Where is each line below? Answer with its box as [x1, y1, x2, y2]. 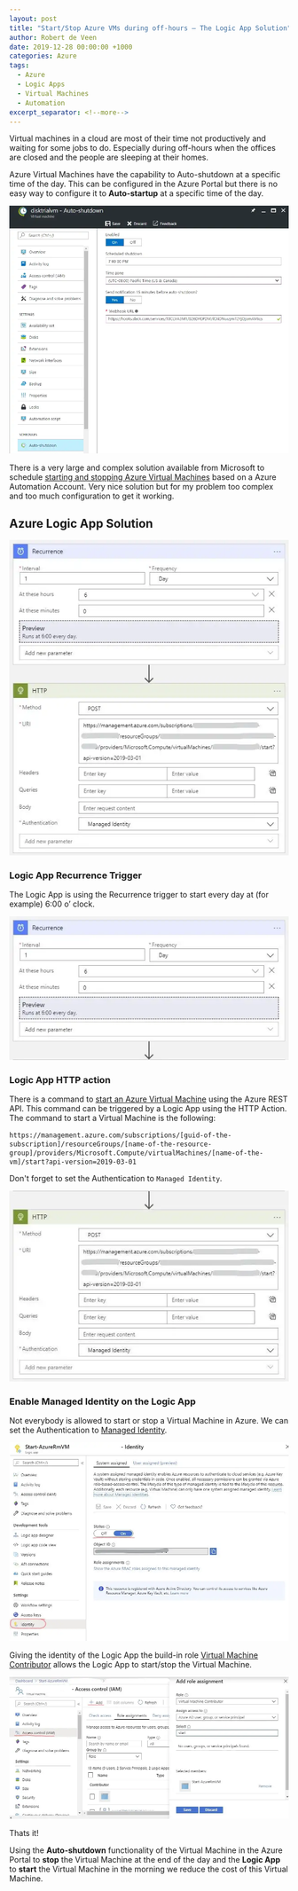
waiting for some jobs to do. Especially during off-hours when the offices [9, 143, 277, 153]
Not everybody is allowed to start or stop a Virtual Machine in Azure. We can [9, 1416, 289, 1426]
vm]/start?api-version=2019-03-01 [9, 1157, 137, 1166]
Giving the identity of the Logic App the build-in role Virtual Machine [9, 1650, 259, 1660]
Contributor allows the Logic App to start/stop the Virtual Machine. [9, 1660, 253, 1670]
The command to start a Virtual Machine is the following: [9, 1112, 216, 1123]
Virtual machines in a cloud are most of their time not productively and [9, 133, 266, 144]
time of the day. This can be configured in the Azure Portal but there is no [9, 178, 278, 190]
